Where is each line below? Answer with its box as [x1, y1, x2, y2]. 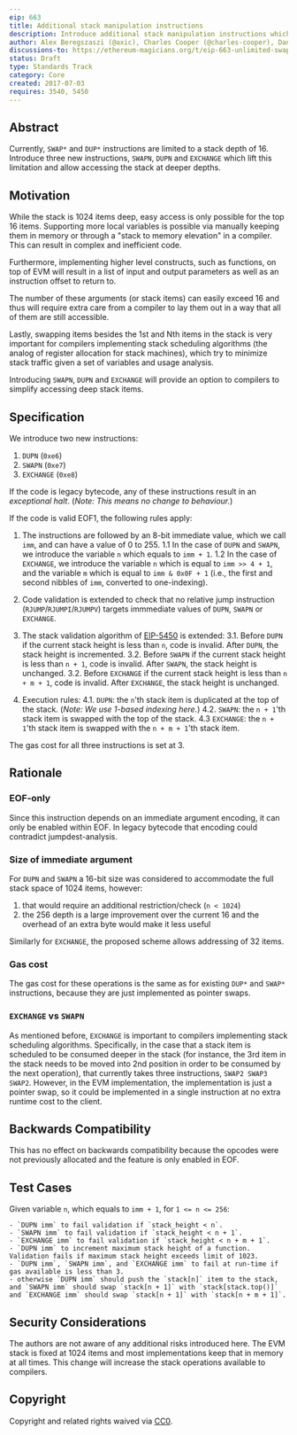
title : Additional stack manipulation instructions [9, 21, 203, 30]
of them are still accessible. [9, 312, 110, 323]
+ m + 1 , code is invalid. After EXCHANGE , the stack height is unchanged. [21, 677, 280, 688]
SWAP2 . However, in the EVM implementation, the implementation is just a [9, 1077, 272, 1088]
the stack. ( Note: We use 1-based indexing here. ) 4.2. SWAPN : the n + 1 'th [21, 704, 286, 714]
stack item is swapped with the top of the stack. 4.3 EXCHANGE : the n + [21, 713, 275, 723]
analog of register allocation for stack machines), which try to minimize [9, 347, 268, 359]
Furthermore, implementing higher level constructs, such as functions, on [9, 257, 277, 268]
